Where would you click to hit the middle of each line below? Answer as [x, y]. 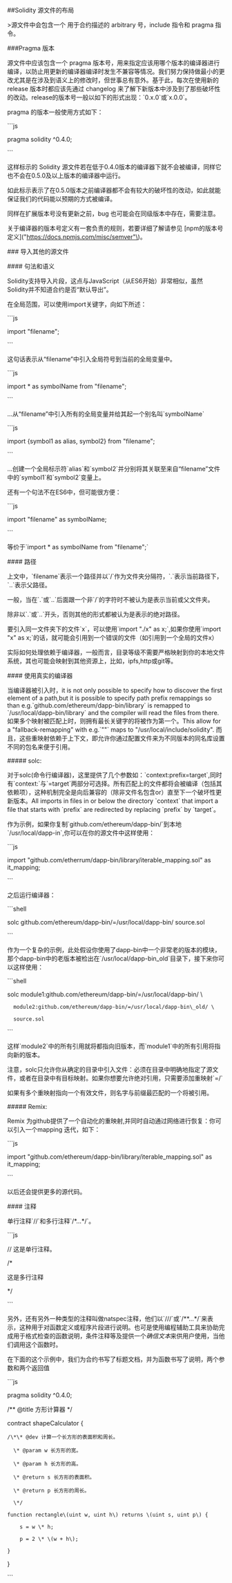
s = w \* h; [37, 1527]
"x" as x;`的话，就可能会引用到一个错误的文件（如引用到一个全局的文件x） [113, 637]
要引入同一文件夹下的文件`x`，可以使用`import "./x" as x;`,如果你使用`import [114, 629]
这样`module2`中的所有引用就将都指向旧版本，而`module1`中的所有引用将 [111, 1046]
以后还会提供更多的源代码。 [47, 1192]
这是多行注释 [25, 1277]
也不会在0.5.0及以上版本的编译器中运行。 [66, 176]
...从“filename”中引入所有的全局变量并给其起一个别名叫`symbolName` [106, 414]
